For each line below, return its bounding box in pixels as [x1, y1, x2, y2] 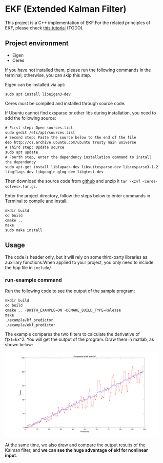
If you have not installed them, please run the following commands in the [5, 67, 151, 73]
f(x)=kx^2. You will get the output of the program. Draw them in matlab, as [5, 336, 154, 342]
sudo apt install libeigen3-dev [5, 92, 71, 97]
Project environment [5, 39, 69, 48]
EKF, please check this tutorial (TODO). [5, 25, 84, 30]
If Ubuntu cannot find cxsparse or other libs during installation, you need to [5, 109, 156, 116]
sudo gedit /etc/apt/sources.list [5, 130, 76, 135]
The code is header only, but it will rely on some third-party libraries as [5, 254, 148, 260]
